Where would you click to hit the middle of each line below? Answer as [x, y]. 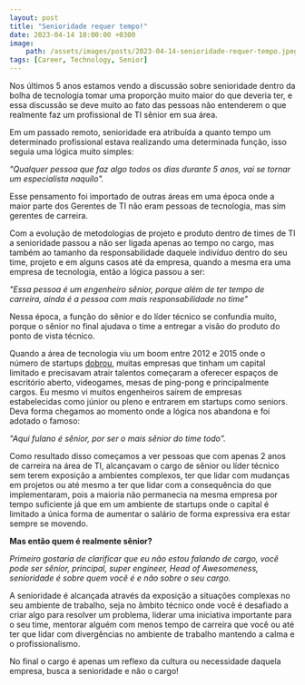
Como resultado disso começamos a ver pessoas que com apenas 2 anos [148, 456]
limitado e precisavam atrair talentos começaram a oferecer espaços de [144, 372]
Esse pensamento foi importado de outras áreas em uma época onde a [142, 196]
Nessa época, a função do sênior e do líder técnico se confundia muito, [143, 317]
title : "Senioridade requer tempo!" [79, 26]
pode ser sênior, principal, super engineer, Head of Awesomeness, [134, 568]
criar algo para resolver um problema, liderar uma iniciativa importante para [151, 615]
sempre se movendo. [49, 524]
